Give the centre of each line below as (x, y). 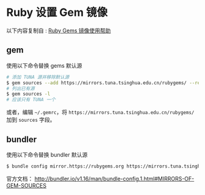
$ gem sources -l (28, 94)
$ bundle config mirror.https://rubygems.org (65, 166)
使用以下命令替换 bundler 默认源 (47, 154)
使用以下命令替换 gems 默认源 (44, 65)
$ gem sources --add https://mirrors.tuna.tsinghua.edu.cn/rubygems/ (97, 83)
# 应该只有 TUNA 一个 (31, 100)
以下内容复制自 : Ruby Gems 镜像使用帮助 (59, 30)
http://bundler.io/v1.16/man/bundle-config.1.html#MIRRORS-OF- (114, 179)
